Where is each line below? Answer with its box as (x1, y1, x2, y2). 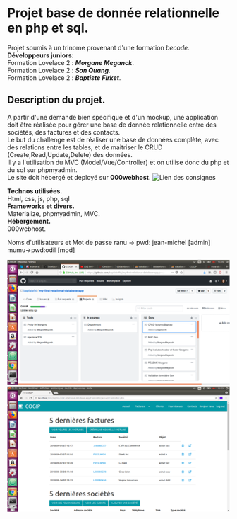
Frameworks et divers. (7, 202, 75, 210)
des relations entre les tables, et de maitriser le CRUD (7, 143, 163, 152)
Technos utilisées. (7, 186, 63, 195)
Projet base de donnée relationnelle (7, 5, 220, 21)
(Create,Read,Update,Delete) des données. (7, 150, 133, 159)
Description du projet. (7, 94, 106, 106)
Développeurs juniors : (7, 51, 74, 59)
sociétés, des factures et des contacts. (7, 127, 121, 136)
